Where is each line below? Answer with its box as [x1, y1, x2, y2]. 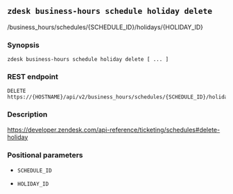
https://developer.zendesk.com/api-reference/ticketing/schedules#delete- [7, 125, 221, 134]
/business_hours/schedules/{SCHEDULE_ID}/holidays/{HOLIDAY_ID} [7, 23, 203, 31]
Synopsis [7, 40, 40, 50]
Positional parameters [7, 150, 83, 159]
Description [7, 109, 48, 119]
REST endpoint [7, 72, 59, 82]
